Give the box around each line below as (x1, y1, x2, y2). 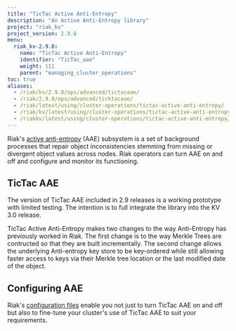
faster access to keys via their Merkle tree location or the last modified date (7, 254, 226, 263)
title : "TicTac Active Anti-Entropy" (7, 10, 118, 18)
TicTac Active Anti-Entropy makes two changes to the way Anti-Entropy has (7, 225, 227, 233)
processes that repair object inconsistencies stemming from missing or (7, 142, 213, 150)
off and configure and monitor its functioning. (7, 156, 139, 165)
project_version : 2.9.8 (7, 30, 77, 37)
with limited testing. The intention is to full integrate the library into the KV (7, 204, 220, 212)
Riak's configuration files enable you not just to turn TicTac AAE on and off (7, 301, 223, 310)
